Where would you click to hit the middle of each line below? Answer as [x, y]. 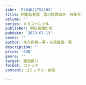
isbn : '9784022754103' [29, 10]
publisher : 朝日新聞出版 [29, 28]
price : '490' [19, 51]
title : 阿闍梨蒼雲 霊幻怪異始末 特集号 [43, 14]
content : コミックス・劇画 [30, 70]
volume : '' [17, 19]
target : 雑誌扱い [22, 61]
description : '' [22, 47]
